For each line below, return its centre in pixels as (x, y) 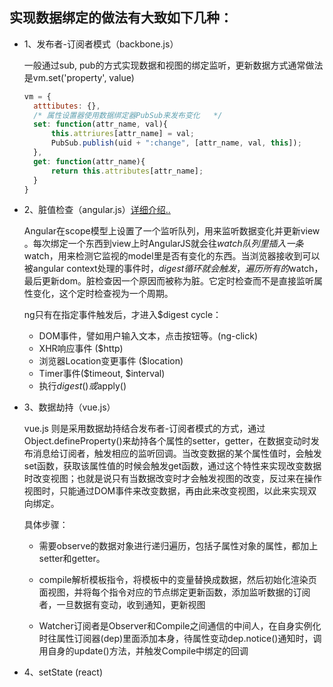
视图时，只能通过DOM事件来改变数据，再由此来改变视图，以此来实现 (166, 491)
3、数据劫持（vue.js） (69, 407)
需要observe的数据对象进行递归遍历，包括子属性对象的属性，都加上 (178, 546)
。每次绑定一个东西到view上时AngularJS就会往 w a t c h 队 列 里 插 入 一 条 (163, 244)
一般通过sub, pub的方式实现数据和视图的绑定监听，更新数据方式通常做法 (173, 65)
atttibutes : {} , (67, 106)
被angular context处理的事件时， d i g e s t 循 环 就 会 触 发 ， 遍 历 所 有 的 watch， (173, 269)
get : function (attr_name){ (89, 161)
